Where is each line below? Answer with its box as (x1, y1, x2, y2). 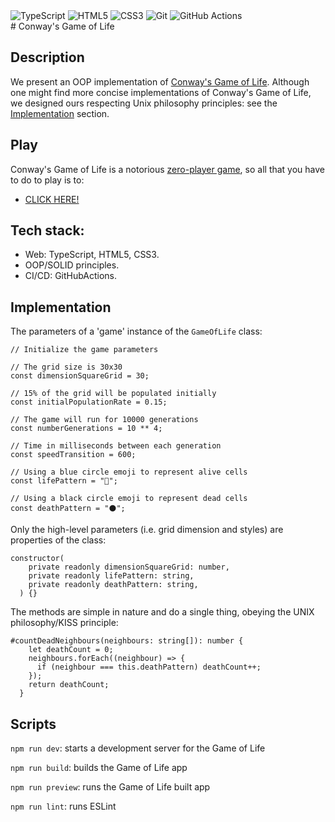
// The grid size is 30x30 (10, 362, 123, 373)
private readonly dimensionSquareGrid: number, (28, 562, 230, 573)
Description (10, 49, 85, 66)
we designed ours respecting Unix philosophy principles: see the (10, 97, 278, 109)
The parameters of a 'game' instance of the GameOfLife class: (10, 325, 263, 338)
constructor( (10, 554, 65, 564)
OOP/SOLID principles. (24, 259, 120, 271)
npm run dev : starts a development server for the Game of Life (10, 742, 266, 754)
